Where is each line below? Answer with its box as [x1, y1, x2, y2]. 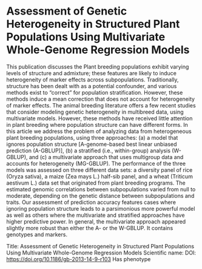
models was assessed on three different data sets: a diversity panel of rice [6, 166, 193, 174]
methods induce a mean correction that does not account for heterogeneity [6, 95, 195, 103]
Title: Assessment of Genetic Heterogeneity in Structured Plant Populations [6, 242, 195, 250]
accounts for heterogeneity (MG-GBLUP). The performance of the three [6, 160, 186, 167]
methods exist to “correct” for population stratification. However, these [6, 89, 183, 96]
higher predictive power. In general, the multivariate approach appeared [6, 217, 186, 225]
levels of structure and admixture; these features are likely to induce [6, 69, 177, 77]
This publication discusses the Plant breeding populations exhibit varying [6, 63, 189, 70]
